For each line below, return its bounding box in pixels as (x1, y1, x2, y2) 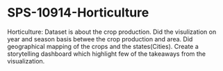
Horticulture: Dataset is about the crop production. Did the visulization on (7, 28, 217, 36)
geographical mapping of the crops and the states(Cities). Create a (7, 42, 199, 50)
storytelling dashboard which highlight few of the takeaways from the (7, 50, 206, 58)
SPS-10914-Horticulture (7, 5, 149, 21)
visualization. (7, 57, 45, 65)
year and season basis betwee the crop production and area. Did (7, 34, 193, 43)
